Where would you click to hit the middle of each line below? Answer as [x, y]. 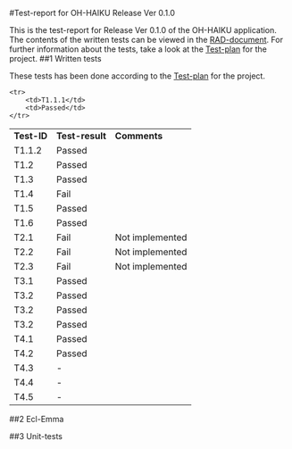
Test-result [82, 136]
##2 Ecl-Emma [37, 419]
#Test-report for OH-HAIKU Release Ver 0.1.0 [92, 13]
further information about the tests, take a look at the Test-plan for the [138, 49]
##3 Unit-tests [36, 436]
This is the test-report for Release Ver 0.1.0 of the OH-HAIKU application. [143, 30]
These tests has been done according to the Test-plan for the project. [138, 76]
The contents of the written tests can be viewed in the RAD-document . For [146, 40]
